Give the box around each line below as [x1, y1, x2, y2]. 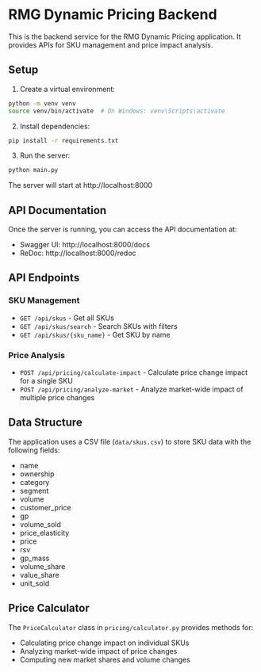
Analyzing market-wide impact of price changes [19, 646, 178, 655]
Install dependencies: [19, 121, 90, 131]
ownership [19, 469, 55, 479]
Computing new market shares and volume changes [19, 655, 190, 664]
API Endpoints [8, 271, 80, 284]
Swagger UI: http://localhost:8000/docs [19, 240, 151, 250]
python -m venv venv [8, 99, 77, 108]
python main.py [8, 166, 59, 174]
